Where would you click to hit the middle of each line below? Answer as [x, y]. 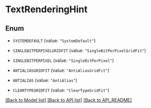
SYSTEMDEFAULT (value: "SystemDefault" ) [54, 40]
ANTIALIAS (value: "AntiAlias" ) [45, 80]
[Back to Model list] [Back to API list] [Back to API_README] [69, 100]
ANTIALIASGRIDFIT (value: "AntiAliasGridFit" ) [61, 70]
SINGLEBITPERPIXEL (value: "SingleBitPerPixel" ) [63, 60]
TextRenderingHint [47, 9]
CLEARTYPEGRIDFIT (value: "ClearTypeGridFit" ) [61, 90]
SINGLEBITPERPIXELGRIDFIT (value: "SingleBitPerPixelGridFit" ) [79, 50]
